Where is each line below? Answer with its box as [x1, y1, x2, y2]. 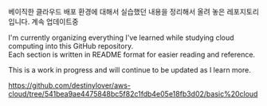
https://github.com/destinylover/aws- [8, 80, 132, 90]
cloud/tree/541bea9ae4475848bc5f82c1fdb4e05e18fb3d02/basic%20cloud [8, 89, 258, 98]
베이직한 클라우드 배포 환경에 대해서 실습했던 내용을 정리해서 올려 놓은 [8, 7, 226, 16]
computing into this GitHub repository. [8, 41, 134, 50]
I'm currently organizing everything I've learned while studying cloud [8, 33, 234, 42]
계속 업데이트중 [31, 17, 79, 26]
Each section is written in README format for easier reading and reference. [8, 50, 256, 59]
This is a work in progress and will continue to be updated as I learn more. [8, 65, 251, 74]
